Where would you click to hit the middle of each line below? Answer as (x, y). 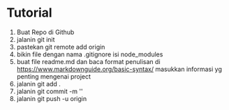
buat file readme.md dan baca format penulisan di (89, 61)
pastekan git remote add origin (61, 47)
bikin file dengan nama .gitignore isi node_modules (90, 54)
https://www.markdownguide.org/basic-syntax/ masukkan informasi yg (119, 69)
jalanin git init (36, 39)
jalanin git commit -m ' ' (50, 91)
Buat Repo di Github (45, 32)
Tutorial (30, 13)
